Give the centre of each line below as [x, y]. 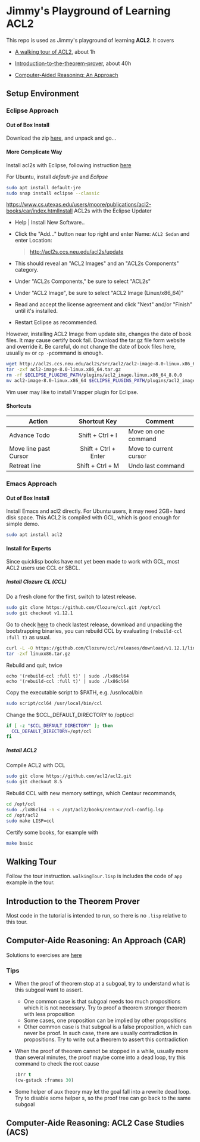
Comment [160, 421]
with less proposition [49, 1014]
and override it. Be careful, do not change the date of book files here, [91, 347]
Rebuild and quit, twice [34, 665]
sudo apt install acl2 [34, 535]
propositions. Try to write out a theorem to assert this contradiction [106, 1039]
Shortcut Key [98, 421]
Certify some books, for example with [52, 832]
